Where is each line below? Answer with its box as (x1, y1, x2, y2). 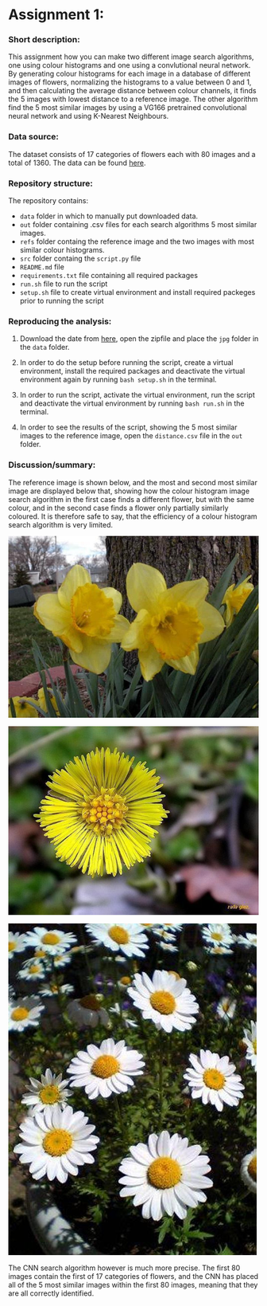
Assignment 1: (8, 6, 105, 24)
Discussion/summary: (8, 460, 96, 471)
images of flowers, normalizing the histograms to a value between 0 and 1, (8, 77, 252, 87)
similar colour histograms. (19, 245, 105, 255)
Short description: (8, 34, 81, 45)
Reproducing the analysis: (8, 316, 112, 327)
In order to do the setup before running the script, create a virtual (19, 358, 234, 367)
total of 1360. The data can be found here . (8, 158, 146, 167)
